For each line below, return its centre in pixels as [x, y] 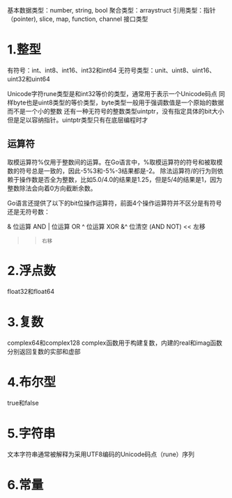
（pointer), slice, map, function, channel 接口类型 [78, 19]
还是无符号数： [29, 212]
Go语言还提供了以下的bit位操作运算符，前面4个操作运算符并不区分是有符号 [115, 203]
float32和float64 [31, 291]
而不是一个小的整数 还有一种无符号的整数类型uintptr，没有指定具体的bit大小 [116, 111]
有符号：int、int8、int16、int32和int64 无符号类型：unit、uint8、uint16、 [111, 70]
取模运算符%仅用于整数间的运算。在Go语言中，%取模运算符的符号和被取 [112, 162]
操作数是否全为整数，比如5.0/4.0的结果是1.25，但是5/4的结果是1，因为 [121, 179]
